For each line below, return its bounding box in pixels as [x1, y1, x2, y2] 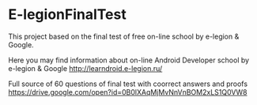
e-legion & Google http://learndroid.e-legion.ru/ [8, 63, 163, 73]
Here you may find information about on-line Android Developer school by [8, 55, 250, 65]
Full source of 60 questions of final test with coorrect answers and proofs [8, 79, 248, 88]
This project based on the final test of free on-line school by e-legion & [8, 32, 240, 41]
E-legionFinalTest [8, 6, 127, 24]
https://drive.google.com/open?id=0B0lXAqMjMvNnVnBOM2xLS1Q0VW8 [8, 87, 248, 96]
